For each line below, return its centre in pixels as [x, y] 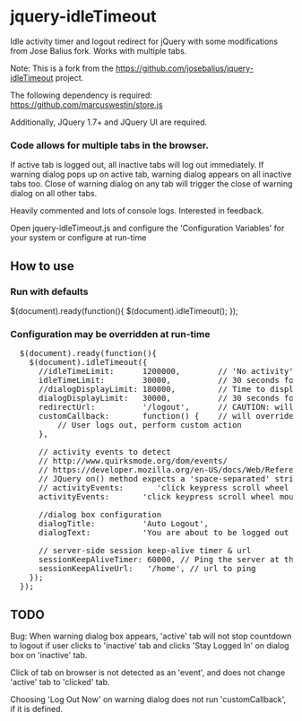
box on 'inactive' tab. [49, 656]
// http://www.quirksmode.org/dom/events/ [133, 461]
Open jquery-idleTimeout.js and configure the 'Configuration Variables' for [147, 228]
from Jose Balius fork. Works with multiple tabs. [99, 50]
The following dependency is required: [82, 95]
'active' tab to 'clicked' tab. [60, 682]
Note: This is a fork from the [62, 68]
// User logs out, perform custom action [150, 425]
